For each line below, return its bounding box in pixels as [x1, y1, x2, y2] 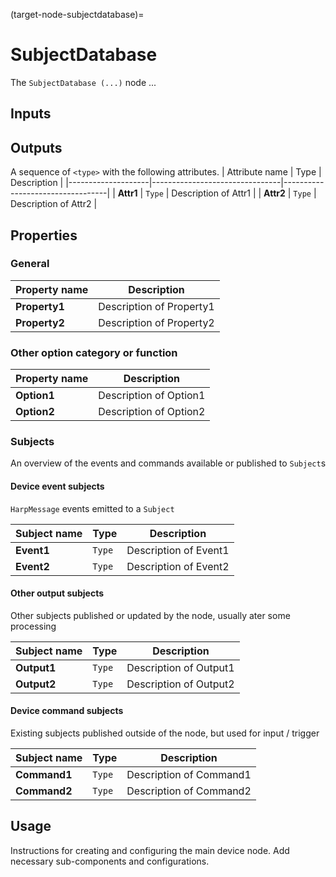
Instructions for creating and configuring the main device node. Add [10, 844, 290, 856]
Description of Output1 [126, 660, 235, 674]
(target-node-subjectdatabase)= [10, 9, 145, 20]
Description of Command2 [126, 784, 252, 798]
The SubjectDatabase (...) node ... [10, 76, 157, 88]
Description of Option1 [98, 389, 206, 403]
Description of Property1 [98, 299, 215, 313]
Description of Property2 [98, 315, 215, 329]
